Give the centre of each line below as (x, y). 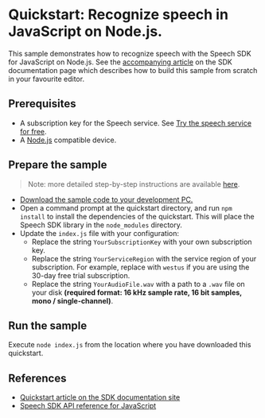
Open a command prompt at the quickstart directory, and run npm (126, 207)
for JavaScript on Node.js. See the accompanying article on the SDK (120, 62)
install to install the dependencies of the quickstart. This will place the (137, 216)
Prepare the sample (58, 165)
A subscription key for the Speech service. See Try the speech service (136, 123)
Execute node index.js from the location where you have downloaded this (130, 345)
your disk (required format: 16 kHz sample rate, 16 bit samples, (137, 292)
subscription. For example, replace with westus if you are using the (140, 267)
